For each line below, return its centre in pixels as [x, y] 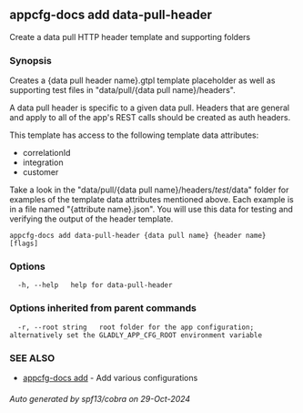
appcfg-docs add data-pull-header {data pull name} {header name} [138, 236]
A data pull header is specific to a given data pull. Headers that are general [150, 108]
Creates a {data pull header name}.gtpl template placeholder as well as [142, 80]
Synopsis [30, 60]
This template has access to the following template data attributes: [134, 135]
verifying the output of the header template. [91, 219]
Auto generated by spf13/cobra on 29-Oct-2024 [100, 398]
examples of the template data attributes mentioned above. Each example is [151, 200]
